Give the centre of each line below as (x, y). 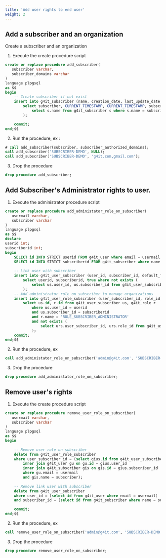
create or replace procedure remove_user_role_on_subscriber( (70, 413)
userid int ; (17, 243)
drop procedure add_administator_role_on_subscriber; (62, 377)
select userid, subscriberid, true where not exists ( (81, 280)
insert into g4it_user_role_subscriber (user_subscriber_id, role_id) (88, 299)
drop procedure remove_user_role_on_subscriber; (56, 551)
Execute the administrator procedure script (56, 202)
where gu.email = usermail (51, 473)
